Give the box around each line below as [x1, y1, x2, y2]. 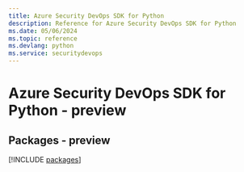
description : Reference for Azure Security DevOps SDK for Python [8, 19, 237, 27]
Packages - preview [8, 133, 111, 147]
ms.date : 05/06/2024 [8, 27, 78, 35]
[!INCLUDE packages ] [8, 155, 82, 164]
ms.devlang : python [8, 42, 74, 50]
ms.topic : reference [8, 34, 78, 43]
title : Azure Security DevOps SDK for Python [8, 11, 164, 20]
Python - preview [8, 102, 127, 120]
